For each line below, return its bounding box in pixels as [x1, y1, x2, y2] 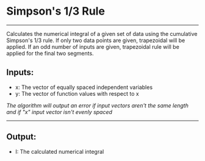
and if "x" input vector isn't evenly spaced [6, 108, 113, 115]
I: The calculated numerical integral [15, 148, 104, 155]
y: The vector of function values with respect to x [15, 90, 139, 97]
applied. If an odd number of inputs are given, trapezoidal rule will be [6, 43, 180, 50]
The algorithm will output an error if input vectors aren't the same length [6, 102, 189, 109]
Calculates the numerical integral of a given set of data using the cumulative [6, 30, 198, 37]
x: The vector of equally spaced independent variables [15, 84, 153, 91]
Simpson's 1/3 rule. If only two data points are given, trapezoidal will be [6, 37, 185, 44]
